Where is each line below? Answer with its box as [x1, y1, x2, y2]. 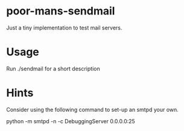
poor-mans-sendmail [6, 4, 115, 18]
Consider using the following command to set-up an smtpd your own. [6, 106, 179, 113]
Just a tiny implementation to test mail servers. [6, 24, 122, 31]
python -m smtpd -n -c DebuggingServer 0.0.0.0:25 [6, 117, 136, 124]
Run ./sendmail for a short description [6, 65, 101, 72]
